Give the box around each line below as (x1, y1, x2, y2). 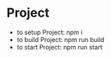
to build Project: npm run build (16, 35, 105, 43)
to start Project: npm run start (16, 43, 103, 51)
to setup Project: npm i (16, 28, 83, 36)
